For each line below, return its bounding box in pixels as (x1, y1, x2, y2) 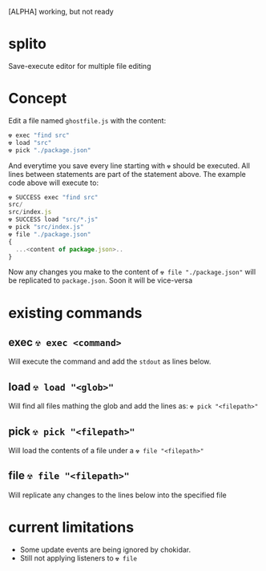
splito (8, 35, 46, 53)
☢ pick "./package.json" (8, 146, 91, 155)
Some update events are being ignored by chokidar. (19, 545, 191, 554)
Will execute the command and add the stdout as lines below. (8, 356, 212, 367)
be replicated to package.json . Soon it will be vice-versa (8, 275, 193, 285)
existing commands (8, 304, 143, 322)
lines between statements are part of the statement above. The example (8, 169, 246, 179)
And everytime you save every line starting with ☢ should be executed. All (8, 160, 251, 171)
